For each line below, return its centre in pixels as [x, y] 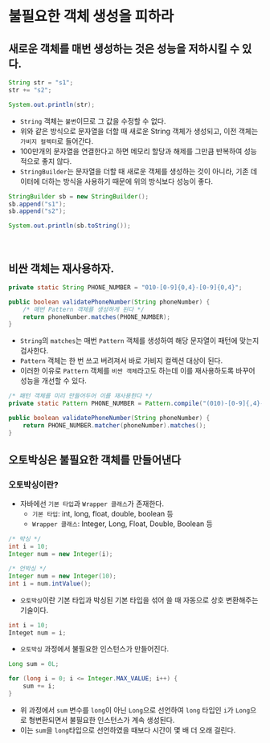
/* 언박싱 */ [27, 569]
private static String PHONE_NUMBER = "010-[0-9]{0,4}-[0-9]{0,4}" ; [125, 287]
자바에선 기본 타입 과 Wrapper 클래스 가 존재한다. [92, 504]
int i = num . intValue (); [50, 583]
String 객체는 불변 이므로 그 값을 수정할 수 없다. [93, 120]
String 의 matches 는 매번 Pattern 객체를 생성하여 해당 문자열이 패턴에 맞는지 [139, 341]
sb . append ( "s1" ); [37, 204]
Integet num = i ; [37, 633]
